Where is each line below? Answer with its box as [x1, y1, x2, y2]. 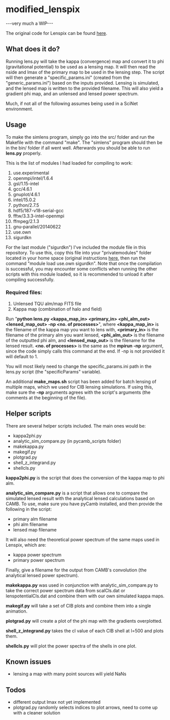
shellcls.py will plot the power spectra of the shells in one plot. [6, 642, 137, 649]
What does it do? [6, 45, 60, 54]
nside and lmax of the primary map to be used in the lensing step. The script [6, 69, 164, 75]
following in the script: [6, 506, 52, 512]
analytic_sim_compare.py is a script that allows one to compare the [6, 490, 148, 496]
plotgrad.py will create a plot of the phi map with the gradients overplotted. [6, 618, 163, 624]
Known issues [6, 658, 51, 666]
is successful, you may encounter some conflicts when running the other [6, 266, 157, 272]
